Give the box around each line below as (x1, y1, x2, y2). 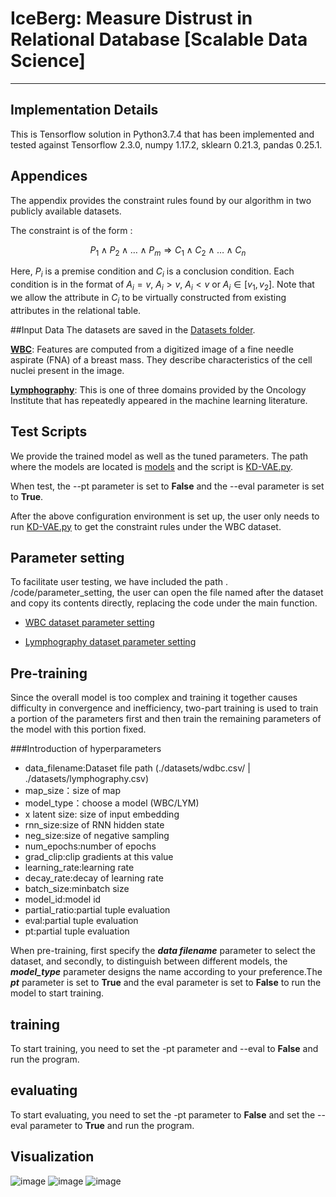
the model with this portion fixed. (10, 723, 147, 736)
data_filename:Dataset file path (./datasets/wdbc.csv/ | (24, 762, 251, 774)
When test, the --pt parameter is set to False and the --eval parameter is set (10, 480, 325, 492)
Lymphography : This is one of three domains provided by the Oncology (10, 383, 307, 396)
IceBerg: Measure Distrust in (10, 7, 253, 30)
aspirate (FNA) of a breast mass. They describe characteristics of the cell (10, 353, 313, 366)
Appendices (10, 168, 88, 185)
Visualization (10, 1148, 95, 1166)
